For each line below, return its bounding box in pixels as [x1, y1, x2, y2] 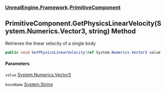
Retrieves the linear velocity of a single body [5, 40, 96, 46]
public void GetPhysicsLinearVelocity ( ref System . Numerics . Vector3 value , [5, 50, 163, 55]
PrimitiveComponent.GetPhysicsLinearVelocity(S [5, 19, 162, 28]
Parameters [5, 61, 30, 67]
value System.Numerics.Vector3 [5, 72, 71, 78]
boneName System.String [5, 81, 53, 87]
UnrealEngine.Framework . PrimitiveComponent [5, 4, 121, 11]
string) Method [88, 27, 136, 36]
